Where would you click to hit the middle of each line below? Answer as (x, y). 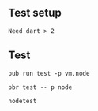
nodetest (23, 101)
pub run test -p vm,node (49, 73)
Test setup (35, 13)
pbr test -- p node (40, 87)
